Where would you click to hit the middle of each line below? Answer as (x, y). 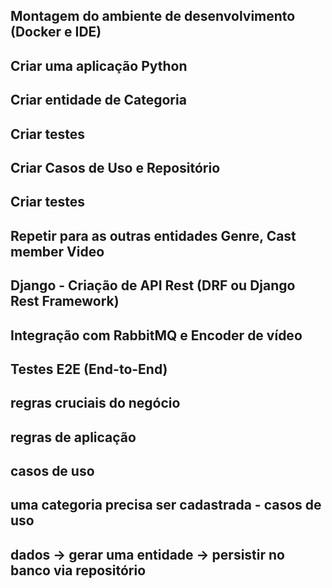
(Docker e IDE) (56, 32)
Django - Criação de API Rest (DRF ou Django (153, 285)
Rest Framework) (65, 301)
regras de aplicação (73, 437)
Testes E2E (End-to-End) (89, 369)
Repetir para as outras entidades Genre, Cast (153, 235)
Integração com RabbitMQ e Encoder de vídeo (156, 335)
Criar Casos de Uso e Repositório (115, 167)
